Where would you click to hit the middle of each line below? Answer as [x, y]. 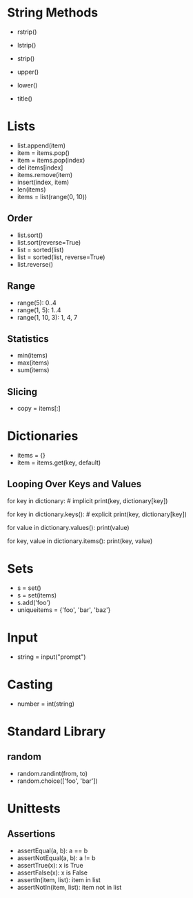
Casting [30, 684]
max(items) [33, 363]
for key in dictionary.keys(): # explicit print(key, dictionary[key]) [97, 514]
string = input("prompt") [51, 657]
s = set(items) [37, 595]
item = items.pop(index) [51, 160]
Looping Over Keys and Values [74, 484]
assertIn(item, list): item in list [59, 879]
